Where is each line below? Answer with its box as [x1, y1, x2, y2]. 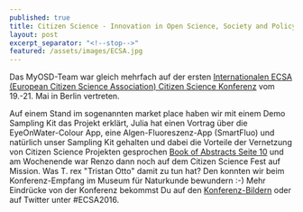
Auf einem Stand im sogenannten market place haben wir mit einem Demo [9, 108, 286, 119]
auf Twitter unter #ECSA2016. [9, 195, 120, 206]
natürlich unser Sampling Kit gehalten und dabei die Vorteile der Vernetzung [9, 137, 293, 148]
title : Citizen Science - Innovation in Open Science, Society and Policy [9, 22, 297, 31]
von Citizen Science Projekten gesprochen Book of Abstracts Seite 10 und [9, 146, 284, 158]
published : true [9, 13, 70, 23]
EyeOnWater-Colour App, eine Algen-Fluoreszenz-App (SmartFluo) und [9, 127, 275, 138]
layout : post [9, 30, 59, 39]
